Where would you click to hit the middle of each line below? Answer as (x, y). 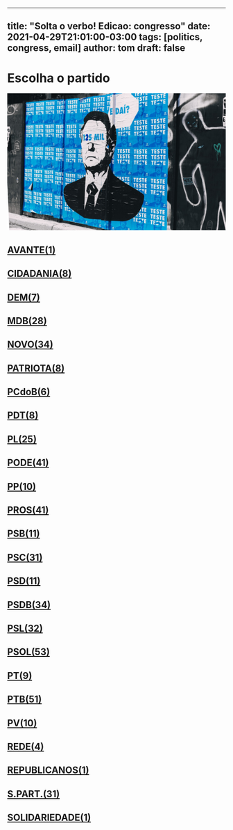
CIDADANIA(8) (40, 274)
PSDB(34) (29, 605)
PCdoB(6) (29, 392)
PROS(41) (28, 510)
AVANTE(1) (32, 250)
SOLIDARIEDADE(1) (49, 818)
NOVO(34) (30, 345)
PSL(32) (25, 628)
